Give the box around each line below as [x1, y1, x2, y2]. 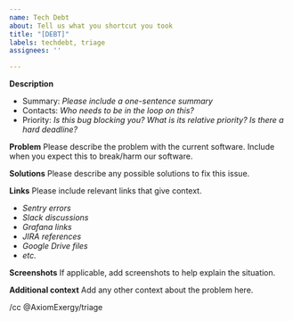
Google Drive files [21, 241, 88, 251]
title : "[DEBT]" [9, 29, 69, 38]
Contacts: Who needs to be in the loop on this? [21, 105, 194, 116]
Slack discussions [21, 212, 89, 223]
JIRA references [21, 231, 82, 242]
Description [9, 78, 54, 89]
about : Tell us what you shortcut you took [9, 21, 174, 30]
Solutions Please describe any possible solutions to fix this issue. [9, 169, 250, 179]
